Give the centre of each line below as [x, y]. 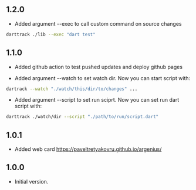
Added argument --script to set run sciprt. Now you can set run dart [97, 100]
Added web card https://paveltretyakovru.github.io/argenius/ [88, 149]
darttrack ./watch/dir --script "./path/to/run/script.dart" [82, 117]
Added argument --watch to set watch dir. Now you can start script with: [102, 78]
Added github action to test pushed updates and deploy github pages [99, 67]
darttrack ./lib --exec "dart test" [51, 34]
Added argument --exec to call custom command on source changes [98, 23]
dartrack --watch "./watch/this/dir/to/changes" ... [72, 89]
